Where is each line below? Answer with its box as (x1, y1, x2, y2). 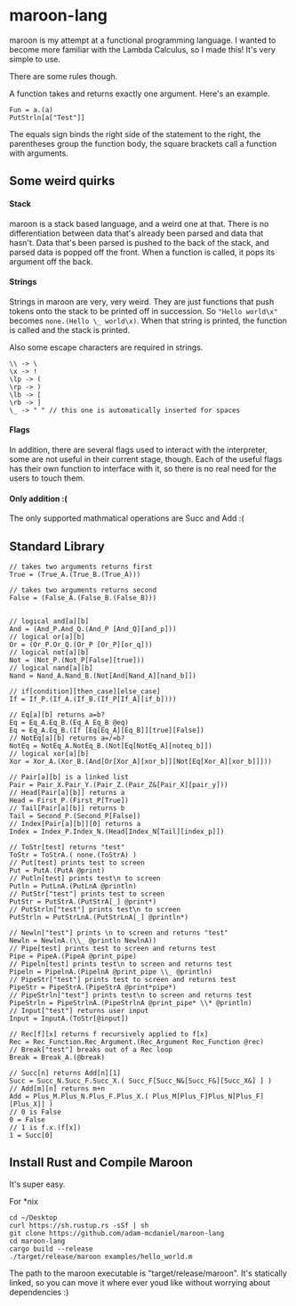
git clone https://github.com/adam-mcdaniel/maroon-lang (9, 1229, 225, 1237)
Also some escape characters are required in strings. (9, 342, 204, 353)
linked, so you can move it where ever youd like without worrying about (9, 1277, 271, 1287)
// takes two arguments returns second (9, 585, 157, 595)
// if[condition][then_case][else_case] (9, 686, 162, 695)
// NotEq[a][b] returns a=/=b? (9, 734, 125, 742)
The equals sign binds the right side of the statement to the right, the (9, 128, 261, 139)
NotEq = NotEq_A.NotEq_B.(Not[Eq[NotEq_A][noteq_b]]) (9, 741, 213, 750)
